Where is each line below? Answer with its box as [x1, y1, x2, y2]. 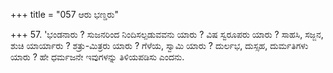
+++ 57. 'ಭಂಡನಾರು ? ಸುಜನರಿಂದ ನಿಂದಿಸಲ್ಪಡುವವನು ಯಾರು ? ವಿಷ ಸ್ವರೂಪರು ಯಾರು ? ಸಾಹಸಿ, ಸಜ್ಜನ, [10, 29, 324, 40]
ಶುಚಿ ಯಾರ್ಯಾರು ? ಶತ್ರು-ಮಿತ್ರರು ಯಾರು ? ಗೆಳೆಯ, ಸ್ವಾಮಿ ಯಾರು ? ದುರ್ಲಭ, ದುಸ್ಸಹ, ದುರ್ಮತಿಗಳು [10, 40, 309, 51]
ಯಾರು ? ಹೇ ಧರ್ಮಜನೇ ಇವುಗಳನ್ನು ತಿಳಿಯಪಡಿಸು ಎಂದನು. [10, 51, 185, 63]
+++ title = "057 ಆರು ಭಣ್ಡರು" [10, 9, 119, 20]
